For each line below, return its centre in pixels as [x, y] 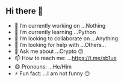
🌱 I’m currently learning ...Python [55, 32]
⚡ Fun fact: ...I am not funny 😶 [52, 73]
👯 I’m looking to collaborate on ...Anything [66, 38]
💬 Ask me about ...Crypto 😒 [49, 51]
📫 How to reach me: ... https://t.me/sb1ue [65, 58]
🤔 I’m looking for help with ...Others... [60, 45]
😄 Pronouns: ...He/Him [43, 66]
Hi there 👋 [24, 11]
